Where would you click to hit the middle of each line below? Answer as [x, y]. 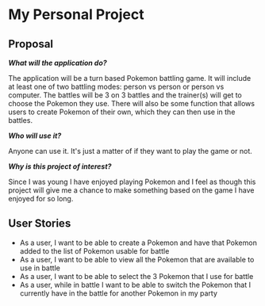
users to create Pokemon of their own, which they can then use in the [122, 112]
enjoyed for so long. [41, 199]
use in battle [40, 268]
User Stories [40, 224]
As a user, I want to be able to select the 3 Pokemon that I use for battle [136, 276]
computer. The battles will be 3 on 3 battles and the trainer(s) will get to [125, 95]
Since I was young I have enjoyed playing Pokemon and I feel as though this [132, 182]
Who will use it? [35, 136]
